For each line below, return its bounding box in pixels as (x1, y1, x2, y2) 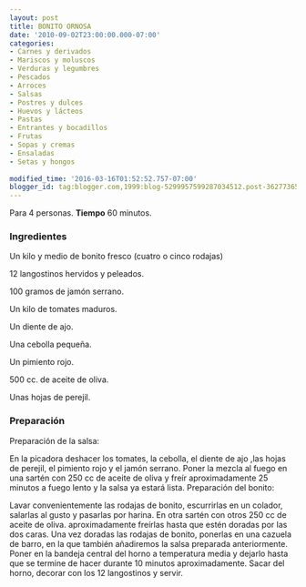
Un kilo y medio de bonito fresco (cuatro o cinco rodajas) (9, 251, 224, 262)
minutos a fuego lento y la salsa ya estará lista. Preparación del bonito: (9, 481, 275, 492)
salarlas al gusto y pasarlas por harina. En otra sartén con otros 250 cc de (9, 509, 287, 520)
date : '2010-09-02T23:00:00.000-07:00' (9, 30, 161, 39)
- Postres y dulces (9, 97, 84, 107)
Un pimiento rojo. (9, 357, 75, 368)
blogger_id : (9, 183, 55, 192)
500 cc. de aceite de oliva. (9, 374, 109, 385)
